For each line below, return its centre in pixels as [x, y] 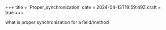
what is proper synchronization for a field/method [57, 22]
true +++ [15, 12]
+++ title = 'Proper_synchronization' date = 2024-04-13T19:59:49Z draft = [83, 7]
